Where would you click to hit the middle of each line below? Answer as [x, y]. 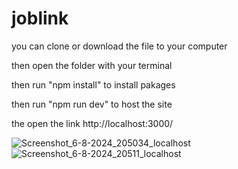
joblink [40, 18]
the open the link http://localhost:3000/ [92, 123]
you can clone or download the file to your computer [119, 46]
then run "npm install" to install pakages [93, 84]
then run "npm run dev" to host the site [92, 104]
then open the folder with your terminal [92, 65]
